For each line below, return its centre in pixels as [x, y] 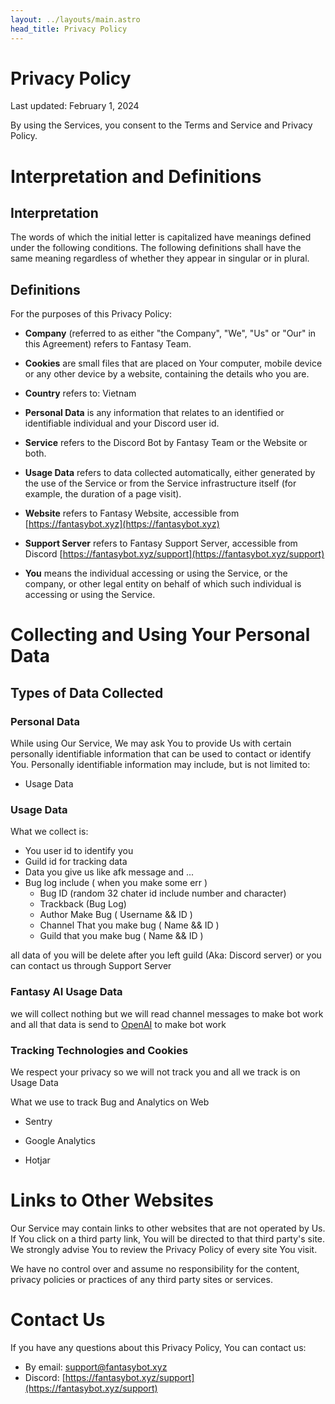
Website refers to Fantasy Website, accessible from [132, 513]
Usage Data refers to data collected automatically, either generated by [170, 473]
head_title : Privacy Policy [69, 29]
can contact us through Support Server [91, 966]
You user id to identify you [79, 851]
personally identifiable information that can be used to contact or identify [161, 754]
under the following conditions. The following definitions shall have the [156, 248]
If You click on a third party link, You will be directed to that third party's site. [168, 1238]
